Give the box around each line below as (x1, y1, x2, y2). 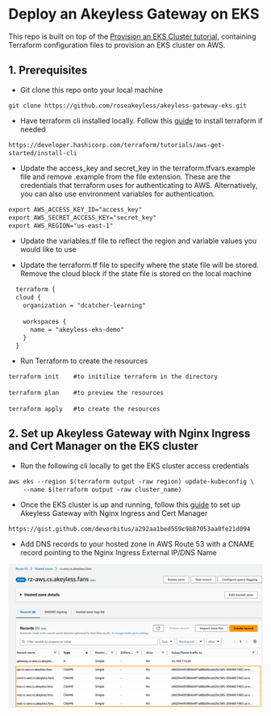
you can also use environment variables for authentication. (19, 189, 215, 199)
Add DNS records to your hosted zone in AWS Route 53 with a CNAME (19, 538, 255, 549)
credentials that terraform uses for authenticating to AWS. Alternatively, (19, 180, 258, 190)
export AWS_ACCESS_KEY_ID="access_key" (8, 205, 143, 214)
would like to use (19, 244, 77, 254)
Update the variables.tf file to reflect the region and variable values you (19, 236, 257, 245)
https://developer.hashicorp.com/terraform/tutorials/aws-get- (8, 140, 226, 149)
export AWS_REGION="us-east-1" (8, 221, 114, 230)
